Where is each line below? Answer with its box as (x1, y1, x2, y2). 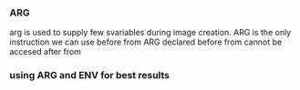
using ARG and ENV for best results (9, 69, 171, 82)
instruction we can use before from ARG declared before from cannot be (9, 36, 283, 47)
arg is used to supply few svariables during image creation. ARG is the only (9, 27, 292, 38)
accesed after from (9, 46, 82, 57)
